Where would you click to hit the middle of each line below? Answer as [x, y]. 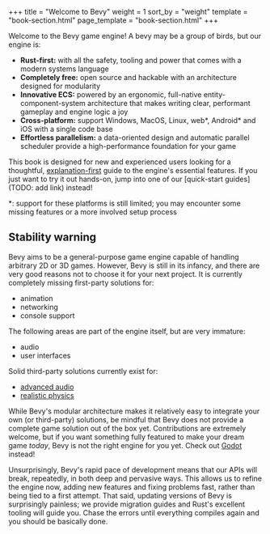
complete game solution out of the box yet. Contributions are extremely [127, 428]
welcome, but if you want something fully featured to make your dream [127, 437]
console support [47, 316]
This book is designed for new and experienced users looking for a [120, 162]
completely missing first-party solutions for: [81, 282]
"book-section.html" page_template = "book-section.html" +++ [114, 20]
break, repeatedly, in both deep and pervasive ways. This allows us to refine [135, 478]
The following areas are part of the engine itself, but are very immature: [127, 331]
